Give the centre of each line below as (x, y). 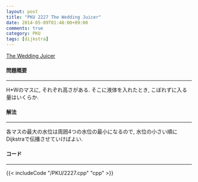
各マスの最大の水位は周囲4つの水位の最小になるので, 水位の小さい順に (92, 132)
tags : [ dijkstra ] (27, 39)
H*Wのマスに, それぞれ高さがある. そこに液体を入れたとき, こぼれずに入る (97, 90)
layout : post (22, 12)
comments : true (25, 28)
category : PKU (24, 34)
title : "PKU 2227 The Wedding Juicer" (54, 17)
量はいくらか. (23, 97)
